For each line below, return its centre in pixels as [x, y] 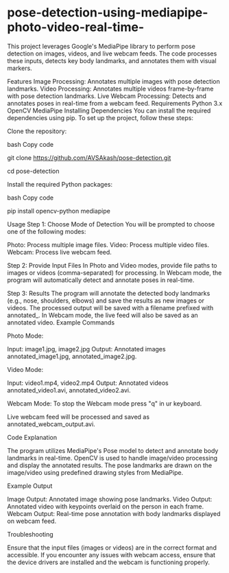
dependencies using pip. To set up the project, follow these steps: [100, 117]
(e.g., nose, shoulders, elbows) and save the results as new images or [106, 301]
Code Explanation [32, 437]
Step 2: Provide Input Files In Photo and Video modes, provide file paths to [112, 265]
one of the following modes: [47, 231]
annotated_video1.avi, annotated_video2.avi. [69, 390]
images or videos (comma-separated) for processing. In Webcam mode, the [114, 272]
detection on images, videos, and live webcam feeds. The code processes [112, 54]
